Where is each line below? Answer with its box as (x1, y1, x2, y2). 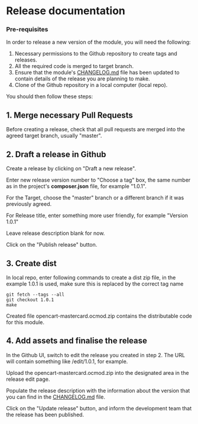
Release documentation (6, 4, 125, 18)
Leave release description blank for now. (6, 229, 105, 237)
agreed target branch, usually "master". (6, 132, 102, 140)
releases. (14, 56, 37, 63)
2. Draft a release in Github (6, 149, 106, 159)
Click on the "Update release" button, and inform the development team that (6, 404, 192, 412)
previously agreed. (6, 200, 52, 208)
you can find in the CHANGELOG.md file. (6, 393, 105, 400)
